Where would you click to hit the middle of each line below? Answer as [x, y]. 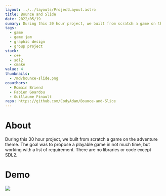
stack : [12, 51]
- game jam [21, 37]
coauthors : [16, 83]
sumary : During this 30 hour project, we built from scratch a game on [80, 23]
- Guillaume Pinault [31, 97]
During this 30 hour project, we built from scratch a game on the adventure [82, 139]
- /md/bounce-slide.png [34, 78]
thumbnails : [17, 74]
